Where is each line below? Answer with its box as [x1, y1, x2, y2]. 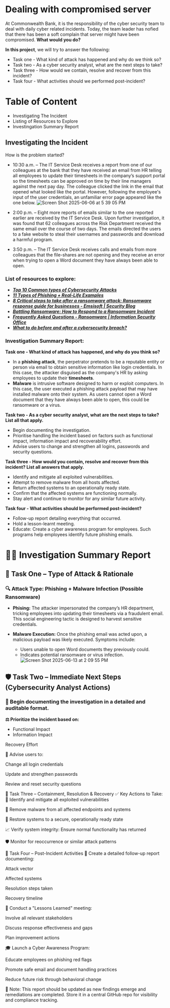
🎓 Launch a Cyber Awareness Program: [5, 944, 90, 950]
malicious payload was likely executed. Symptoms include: [12, 636, 135, 642]
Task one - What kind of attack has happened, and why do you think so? [5, 349, 160, 355]
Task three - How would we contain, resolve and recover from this [12, 67, 151, 73]
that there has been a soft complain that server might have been [5, 31, 140, 37]
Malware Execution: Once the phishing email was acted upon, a [12, 631, 147, 637]
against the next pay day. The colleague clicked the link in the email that [12, 183, 163, 189]
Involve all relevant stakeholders [5, 915, 73, 921]
